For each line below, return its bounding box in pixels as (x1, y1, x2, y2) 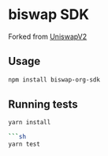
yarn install (8, 119, 51, 127)
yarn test (8, 140, 41, 148)
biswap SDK (8, 6, 89, 24)
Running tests (8, 97, 79, 112)
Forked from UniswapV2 (8, 32, 88, 41)
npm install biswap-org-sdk (8, 75, 101, 84)
